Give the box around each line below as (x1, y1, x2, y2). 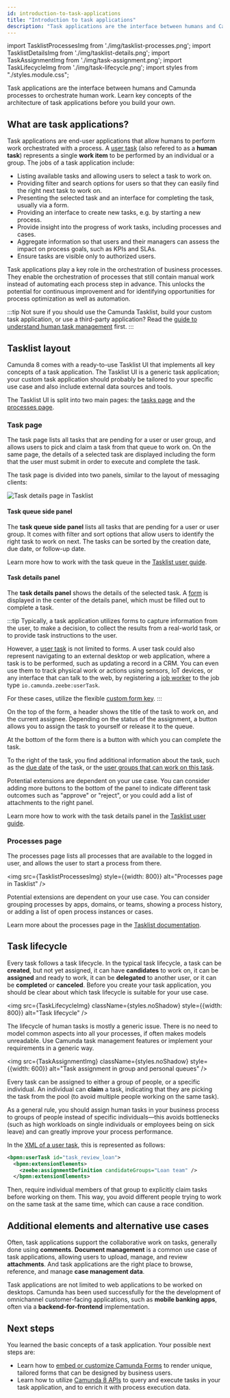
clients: (7, 478, 28, 487)
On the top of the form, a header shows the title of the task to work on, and (7, 708, 219, 716)
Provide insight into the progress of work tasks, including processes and (16, 223, 221, 231)
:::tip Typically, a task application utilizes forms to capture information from (7, 616, 218, 625)
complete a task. (7, 603, 54, 611)
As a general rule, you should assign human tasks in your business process (7, 1106, 220, 1114)
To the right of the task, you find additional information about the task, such (7, 756, 220, 764)
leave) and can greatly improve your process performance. (7, 1127, 173, 1136)
